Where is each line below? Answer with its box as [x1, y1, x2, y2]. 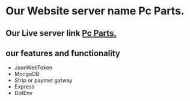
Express [14, 83, 35, 90]
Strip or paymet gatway [14, 76, 73, 84]
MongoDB [14, 71, 40, 78]
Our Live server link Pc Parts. [5, 28, 117, 38]
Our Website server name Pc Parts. [5, 4, 185, 18]
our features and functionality [5, 48, 121, 58]
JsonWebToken [14, 64, 52, 71]
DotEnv [14, 90, 33, 97]
